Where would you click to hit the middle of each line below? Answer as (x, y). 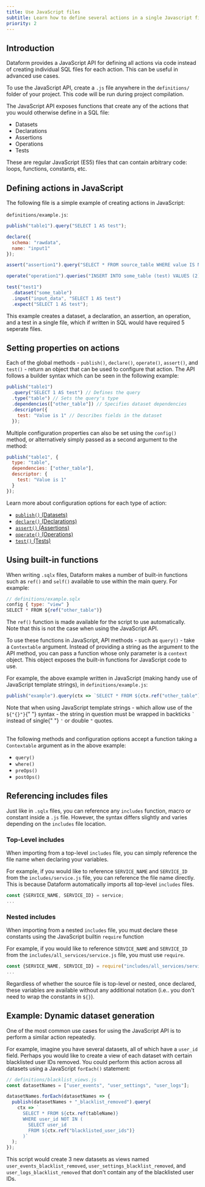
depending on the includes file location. (56, 824)
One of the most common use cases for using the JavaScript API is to (94, 1030)
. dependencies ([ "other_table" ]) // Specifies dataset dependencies (99, 404)
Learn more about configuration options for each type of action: (87, 503)
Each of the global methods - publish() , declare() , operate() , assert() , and (102, 363)
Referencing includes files (57, 796)
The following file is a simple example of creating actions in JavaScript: (95, 203)
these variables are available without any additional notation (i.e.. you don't (100, 990)
